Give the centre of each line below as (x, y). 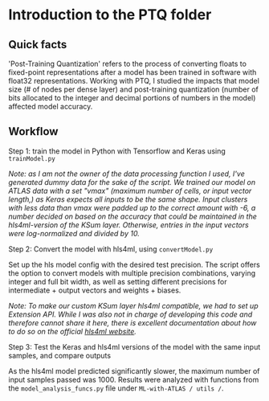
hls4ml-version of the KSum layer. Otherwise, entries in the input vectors (128, 225)
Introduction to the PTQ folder (110, 15)
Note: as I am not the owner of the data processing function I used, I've (126, 174)
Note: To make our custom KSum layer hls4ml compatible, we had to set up (133, 305)
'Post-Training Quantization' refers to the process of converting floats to (128, 63)
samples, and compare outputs (59, 355)
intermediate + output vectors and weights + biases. (95, 290)
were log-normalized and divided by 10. (74, 233)
